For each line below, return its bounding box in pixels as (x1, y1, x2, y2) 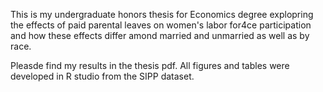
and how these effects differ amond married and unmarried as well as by (10, 30, 310, 41)
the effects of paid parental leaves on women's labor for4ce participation (10, 19, 312, 31)
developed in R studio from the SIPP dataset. (10, 70, 195, 82)
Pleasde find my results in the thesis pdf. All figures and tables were (10, 60, 290, 71)
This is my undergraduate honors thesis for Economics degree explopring (10, 9, 314, 20)
